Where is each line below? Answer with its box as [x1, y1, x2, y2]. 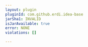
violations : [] [5, 30, 37, 35]
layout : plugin [5, 7, 37, 12]
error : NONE [5, 26, 30, 31]
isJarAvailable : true [5, 21, 50, 26]
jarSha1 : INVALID [5, 16, 41, 21]
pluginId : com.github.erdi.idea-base [5, 12, 84, 17]
